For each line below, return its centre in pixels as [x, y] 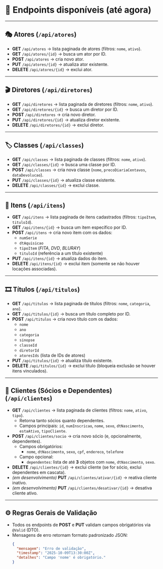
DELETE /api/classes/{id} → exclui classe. [56, 185]
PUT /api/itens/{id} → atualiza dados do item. [60, 258]
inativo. [19, 483]
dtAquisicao [31, 243]
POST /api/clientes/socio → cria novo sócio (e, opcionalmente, [77, 436]
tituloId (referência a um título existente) [61, 254]
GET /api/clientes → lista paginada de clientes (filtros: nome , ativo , [80, 410]
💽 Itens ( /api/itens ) [35, 205]
